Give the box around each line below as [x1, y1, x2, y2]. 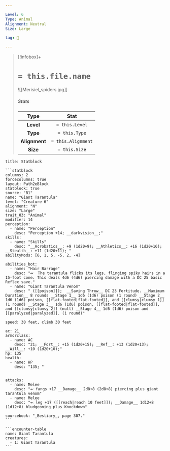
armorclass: [5, 333, 30, 338]
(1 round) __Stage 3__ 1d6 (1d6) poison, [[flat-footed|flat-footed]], [5, 302, 160, 307]
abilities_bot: [5, 262, 38, 267]
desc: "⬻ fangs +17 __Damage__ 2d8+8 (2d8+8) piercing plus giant [14, 387, 158, 392]
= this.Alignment [51, 139, 93, 144]
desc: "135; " [14, 364, 44, 369]
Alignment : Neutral [5, 21, 47, 26]
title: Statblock [5, 159, 42, 165]
